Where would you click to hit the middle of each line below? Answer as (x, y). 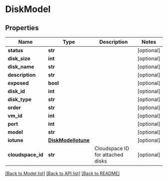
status (15, 50)
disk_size (19, 59)
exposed (18, 83)
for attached (109, 155)
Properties (22, 28)
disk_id (16, 91)
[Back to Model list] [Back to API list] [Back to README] (62, 173)
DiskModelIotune (69, 140)
